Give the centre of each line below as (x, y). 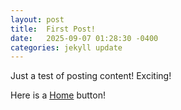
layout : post (37, 19)
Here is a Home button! (58, 95)
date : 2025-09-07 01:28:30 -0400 (84, 38)
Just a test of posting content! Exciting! (91, 76)
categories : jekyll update (66, 47)
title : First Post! (53, 29)
